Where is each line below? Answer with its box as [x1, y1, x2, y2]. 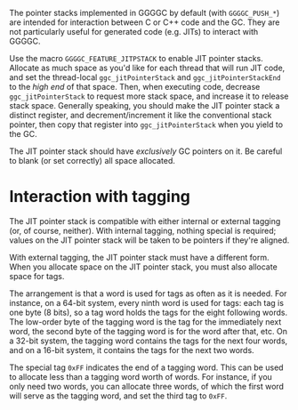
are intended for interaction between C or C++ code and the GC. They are [9, 17, 280, 28]
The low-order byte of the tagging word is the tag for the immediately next [9, 316, 282, 327]
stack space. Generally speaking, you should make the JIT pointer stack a [9, 100, 280, 110]
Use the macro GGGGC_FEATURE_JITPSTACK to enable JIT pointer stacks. [9, 53, 264, 63]
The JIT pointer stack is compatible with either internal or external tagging [9, 215, 281, 226]
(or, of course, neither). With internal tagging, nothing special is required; [9, 225, 277, 236]
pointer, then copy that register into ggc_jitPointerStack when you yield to [9, 119, 283, 130]
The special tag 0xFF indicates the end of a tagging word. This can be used [9, 362, 284, 373]
